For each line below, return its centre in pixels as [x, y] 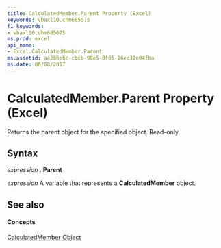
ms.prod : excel [29, 39]
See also [26, 204]
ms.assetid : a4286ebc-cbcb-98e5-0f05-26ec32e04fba [81, 58]
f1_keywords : [26, 26]
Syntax [23, 153]
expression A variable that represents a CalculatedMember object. [102, 183]
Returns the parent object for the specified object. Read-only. [94, 132]
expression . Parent [35, 170]
